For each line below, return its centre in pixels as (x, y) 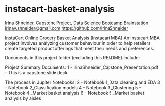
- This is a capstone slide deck (36, 72)
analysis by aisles (23, 98)
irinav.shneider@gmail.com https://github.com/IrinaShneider (67, 28)
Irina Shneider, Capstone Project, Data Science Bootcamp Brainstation (77, 23)
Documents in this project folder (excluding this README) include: (73, 57)
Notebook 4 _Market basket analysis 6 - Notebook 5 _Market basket (75, 93)
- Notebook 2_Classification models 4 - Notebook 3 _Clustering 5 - (73, 87)
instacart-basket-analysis (60, 9)
